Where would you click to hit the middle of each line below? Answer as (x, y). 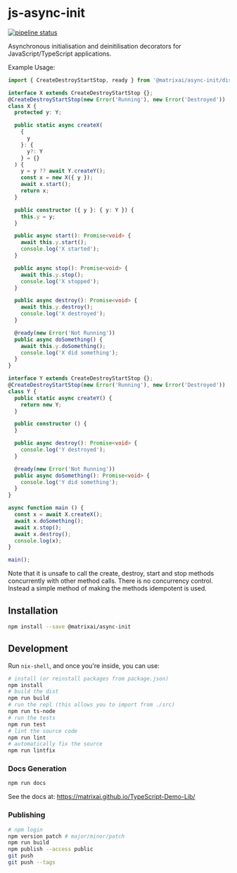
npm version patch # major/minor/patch (66, 836)
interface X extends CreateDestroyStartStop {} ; (81, 93)
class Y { (23, 391)
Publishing (27, 815)
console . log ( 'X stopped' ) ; (60, 281)
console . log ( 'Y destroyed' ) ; (63, 450)
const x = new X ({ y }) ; (57, 178)
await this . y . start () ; (54, 242)
